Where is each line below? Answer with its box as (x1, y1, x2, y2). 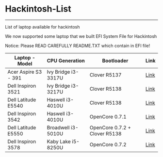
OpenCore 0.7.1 (89, 113, 127, 120)
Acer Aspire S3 (7, 68, 42, 75)
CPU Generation (47, 57, 85, 64)
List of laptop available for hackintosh (5, 24, 80, 30)
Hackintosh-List (5, 3, 71, 15)
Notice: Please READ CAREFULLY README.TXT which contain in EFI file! (5, 43, 150, 48)
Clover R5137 (89, 71, 122, 78)
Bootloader (102, 57, 129, 64)
